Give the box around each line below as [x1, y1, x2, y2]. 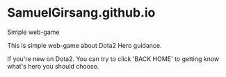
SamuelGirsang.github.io [7, 5, 156, 21]
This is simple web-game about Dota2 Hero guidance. [7, 41, 162, 49]
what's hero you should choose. [7, 62, 99, 70]
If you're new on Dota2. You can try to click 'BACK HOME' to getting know [7, 54, 220, 63]
